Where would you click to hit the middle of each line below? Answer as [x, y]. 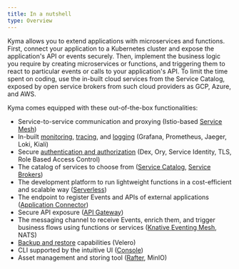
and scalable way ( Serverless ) [62, 189]
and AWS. [22, 94]
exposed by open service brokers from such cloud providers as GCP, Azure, [119, 86]
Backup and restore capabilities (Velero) [77, 242]
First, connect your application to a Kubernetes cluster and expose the [111, 48]
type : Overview [30, 21]
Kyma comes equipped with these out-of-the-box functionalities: [103, 107]
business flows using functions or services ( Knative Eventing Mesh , [117, 227]
